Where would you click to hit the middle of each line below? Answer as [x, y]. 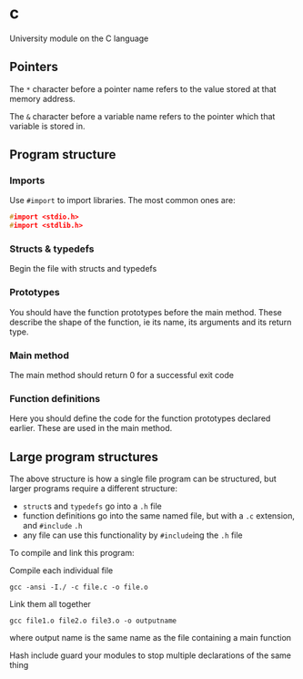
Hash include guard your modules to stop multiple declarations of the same [150, 655]
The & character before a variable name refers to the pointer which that [142, 116]
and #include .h [52, 526]
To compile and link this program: [72, 553]
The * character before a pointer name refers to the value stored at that [143, 88]
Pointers [34, 67]
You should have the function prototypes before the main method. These [146, 312]
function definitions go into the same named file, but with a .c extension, [159, 516]
